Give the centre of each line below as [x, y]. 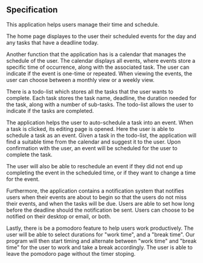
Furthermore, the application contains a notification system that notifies [95, 191]
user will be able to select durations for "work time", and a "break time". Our [101, 234]
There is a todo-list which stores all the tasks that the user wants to [90, 91]
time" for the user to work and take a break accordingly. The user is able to [100, 247]
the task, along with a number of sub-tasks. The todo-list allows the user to [100, 104]
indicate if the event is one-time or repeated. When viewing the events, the [99, 73]
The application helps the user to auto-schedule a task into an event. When [100, 122]
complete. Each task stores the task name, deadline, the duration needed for [101, 98]
